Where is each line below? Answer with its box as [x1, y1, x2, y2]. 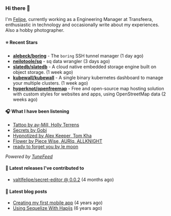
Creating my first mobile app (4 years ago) [12, 200, 103, 206]
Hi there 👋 [5, 5, 31, 12]
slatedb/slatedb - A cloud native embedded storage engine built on [12, 64, 157, 70]
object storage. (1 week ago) [12, 69, 73, 75]
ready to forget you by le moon [12, 143, 79, 149]
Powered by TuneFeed [5, 153, 53, 160]
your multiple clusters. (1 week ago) [12, 80, 88, 86]
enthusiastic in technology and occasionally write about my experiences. [5, 22, 160, 28]
